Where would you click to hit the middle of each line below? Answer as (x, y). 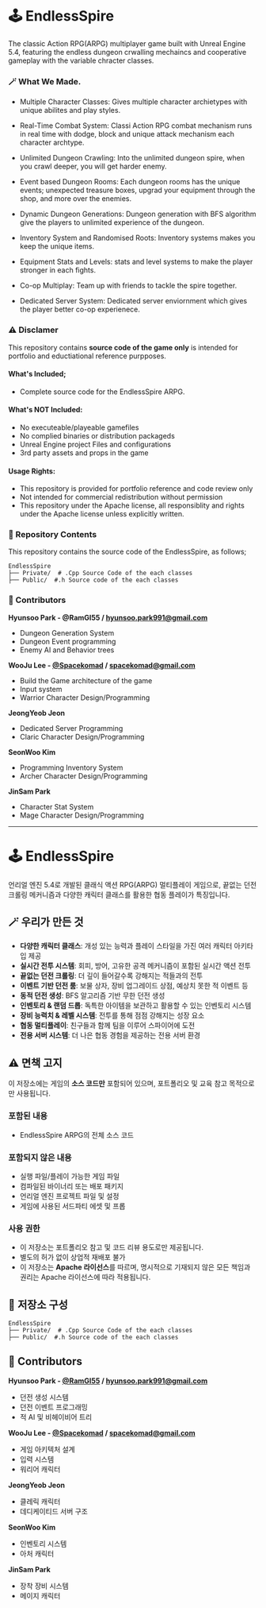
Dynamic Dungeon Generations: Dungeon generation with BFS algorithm (138, 214)
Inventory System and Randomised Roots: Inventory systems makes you (137, 238)
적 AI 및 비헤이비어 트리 (56, 1417)
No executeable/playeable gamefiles (79, 427)
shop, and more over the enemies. (76, 199)
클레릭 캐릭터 (40, 1501)
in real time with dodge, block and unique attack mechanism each (127, 134)
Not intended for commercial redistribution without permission (121, 497)
